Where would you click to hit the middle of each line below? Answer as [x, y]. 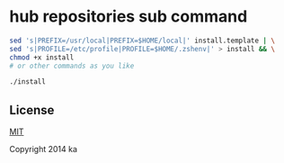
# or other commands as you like [72, 66]
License [32, 110]
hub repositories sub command [129, 17]
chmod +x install [42, 57]
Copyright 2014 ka [44, 149]
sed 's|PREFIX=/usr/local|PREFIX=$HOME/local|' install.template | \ [142, 41]
